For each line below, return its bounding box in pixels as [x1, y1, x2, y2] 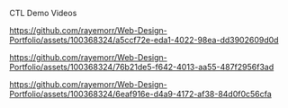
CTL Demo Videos [9, 8, 77, 18]
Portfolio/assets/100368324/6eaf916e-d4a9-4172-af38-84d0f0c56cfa [9, 89, 272, 99]
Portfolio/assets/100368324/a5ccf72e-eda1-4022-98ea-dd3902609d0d [9, 35, 279, 45]
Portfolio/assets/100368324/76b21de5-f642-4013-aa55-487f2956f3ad [9, 62, 274, 72]
